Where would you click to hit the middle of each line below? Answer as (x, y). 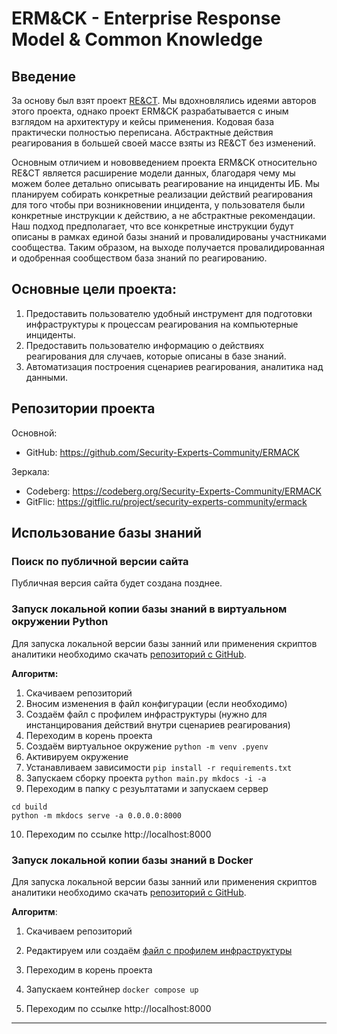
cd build (29, 807)
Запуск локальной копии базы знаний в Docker (132, 860)
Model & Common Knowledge (137, 39)
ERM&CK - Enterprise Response (146, 18)
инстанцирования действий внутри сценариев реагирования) (158, 724)
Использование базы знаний (106, 533)
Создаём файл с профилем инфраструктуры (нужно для (146, 714)
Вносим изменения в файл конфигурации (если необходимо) (156, 703)
